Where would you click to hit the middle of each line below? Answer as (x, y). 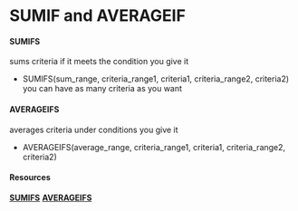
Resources (30, 177)
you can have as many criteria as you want (102, 89)
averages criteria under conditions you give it (94, 129)
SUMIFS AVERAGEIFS (51, 197)
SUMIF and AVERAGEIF (97, 16)
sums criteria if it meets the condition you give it (99, 62)
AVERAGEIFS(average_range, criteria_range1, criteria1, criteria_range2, (154, 147)
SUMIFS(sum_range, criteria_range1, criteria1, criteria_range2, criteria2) (156, 79)
